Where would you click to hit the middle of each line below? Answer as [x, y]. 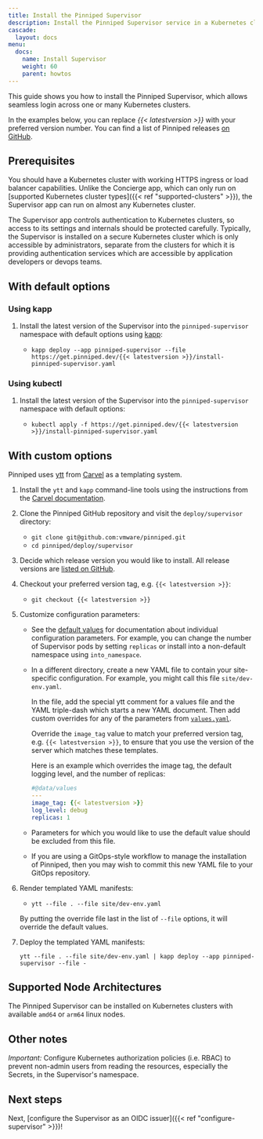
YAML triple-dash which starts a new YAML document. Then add [135, 710]
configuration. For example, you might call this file [139, 678]
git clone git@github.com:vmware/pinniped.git [108, 538]
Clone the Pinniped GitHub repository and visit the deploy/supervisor [131, 513]
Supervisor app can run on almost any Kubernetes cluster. [102, 205]
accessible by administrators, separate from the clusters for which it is [121, 245]
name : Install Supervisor [65, 60]
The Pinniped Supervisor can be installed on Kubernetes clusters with [121, 1006]
